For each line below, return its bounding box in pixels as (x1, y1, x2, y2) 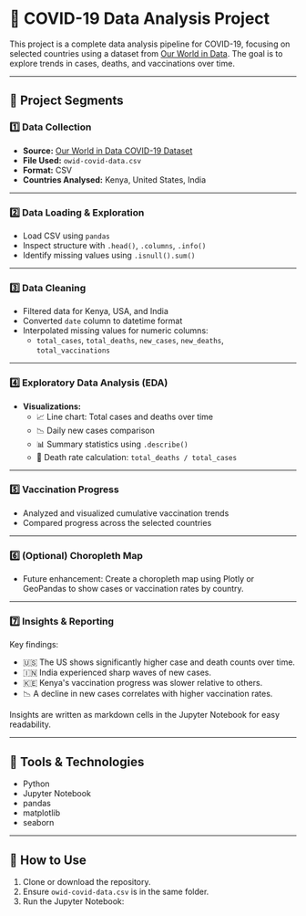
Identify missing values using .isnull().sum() (22, 249, 196, 260)
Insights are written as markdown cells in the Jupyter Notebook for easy (9, 710, 280, 721)
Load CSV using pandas (22, 230, 111, 241)
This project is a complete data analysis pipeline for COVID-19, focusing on (9, 38, 291, 49)
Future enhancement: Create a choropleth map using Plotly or (22, 574, 255, 584)
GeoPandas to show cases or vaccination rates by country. (22, 584, 244, 595)
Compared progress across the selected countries (22, 517, 212, 528)
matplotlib (22, 807, 61, 818)
